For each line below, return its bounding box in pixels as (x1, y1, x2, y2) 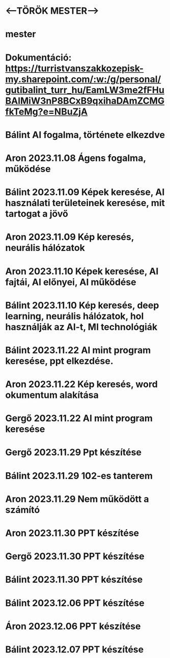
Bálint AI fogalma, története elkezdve (5, 129, 165, 140)
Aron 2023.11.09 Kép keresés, (5, 232, 134, 243)
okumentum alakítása (5, 389, 99, 401)
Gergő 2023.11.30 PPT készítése (5, 551, 145, 562)
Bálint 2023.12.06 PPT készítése (5, 597, 145, 609)
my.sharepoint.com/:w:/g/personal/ (5, 73, 161, 85)
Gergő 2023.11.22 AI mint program (5, 413, 153, 424)
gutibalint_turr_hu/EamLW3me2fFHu (5, 84, 164, 96)
